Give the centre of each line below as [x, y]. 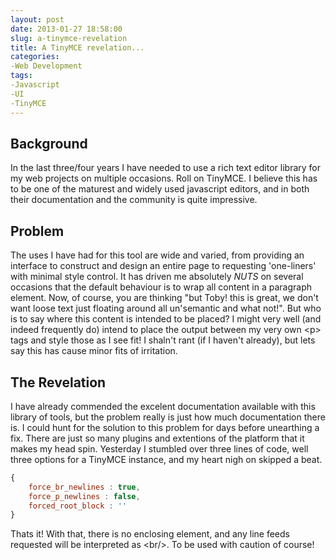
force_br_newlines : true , [84, 487]
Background [49, 143]
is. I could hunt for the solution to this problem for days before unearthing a [165, 427]
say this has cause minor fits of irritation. [94, 351]
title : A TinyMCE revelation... [77, 47]
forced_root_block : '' [78, 506]
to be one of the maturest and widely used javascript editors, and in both [160, 189]
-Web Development [46, 66]
